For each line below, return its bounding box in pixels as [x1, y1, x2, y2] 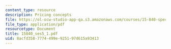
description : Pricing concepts [5, 12, 72, 17]
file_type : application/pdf [5, 21, 65, 27]
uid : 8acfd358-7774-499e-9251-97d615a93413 [5, 36, 99, 41]
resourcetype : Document [5, 27, 56, 32]
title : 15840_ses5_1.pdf [5, 31, 58, 36]
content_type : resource [5, 7, 56, 13]
